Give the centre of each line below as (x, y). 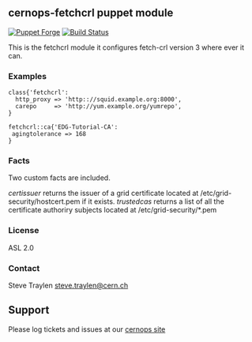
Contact (24, 268)
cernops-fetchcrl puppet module (91, 13)
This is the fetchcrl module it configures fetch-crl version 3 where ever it (126, 47)
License (24, 231)
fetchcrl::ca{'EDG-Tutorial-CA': (63, 127)
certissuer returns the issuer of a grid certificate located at (103, 194)
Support (29, 310)
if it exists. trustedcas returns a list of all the (153, 201)
